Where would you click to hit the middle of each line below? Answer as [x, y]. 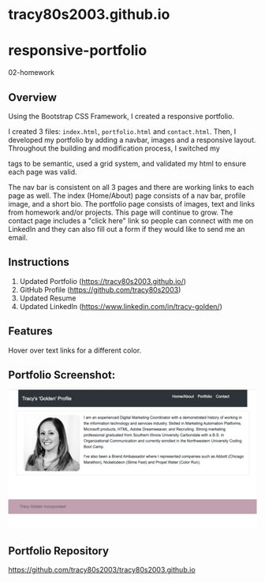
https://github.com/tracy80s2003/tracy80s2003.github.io [102, 570]
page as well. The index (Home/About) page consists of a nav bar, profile [127, 196]
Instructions [39, 262]
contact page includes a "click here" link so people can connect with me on [131, 220]
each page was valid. [43, 172]
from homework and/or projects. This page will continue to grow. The [121, 212]
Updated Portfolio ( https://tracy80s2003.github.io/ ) [103, 281]
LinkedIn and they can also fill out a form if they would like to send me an [127, 229]
